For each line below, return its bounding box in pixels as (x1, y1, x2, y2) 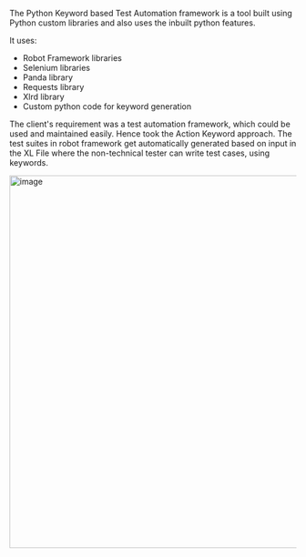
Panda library (22, 72, 74, 83)
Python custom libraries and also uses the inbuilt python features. (9, 17, 256, 28)
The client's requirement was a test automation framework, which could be (9, 118, 291, 129)
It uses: (9, 35, 37, 46)
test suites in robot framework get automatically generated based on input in (9, 138, 297, 148)
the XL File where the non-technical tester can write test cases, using (9, 147, 270, 158)
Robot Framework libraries (22, 53, 123, 63)
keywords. (9, 157, 48, 167)
